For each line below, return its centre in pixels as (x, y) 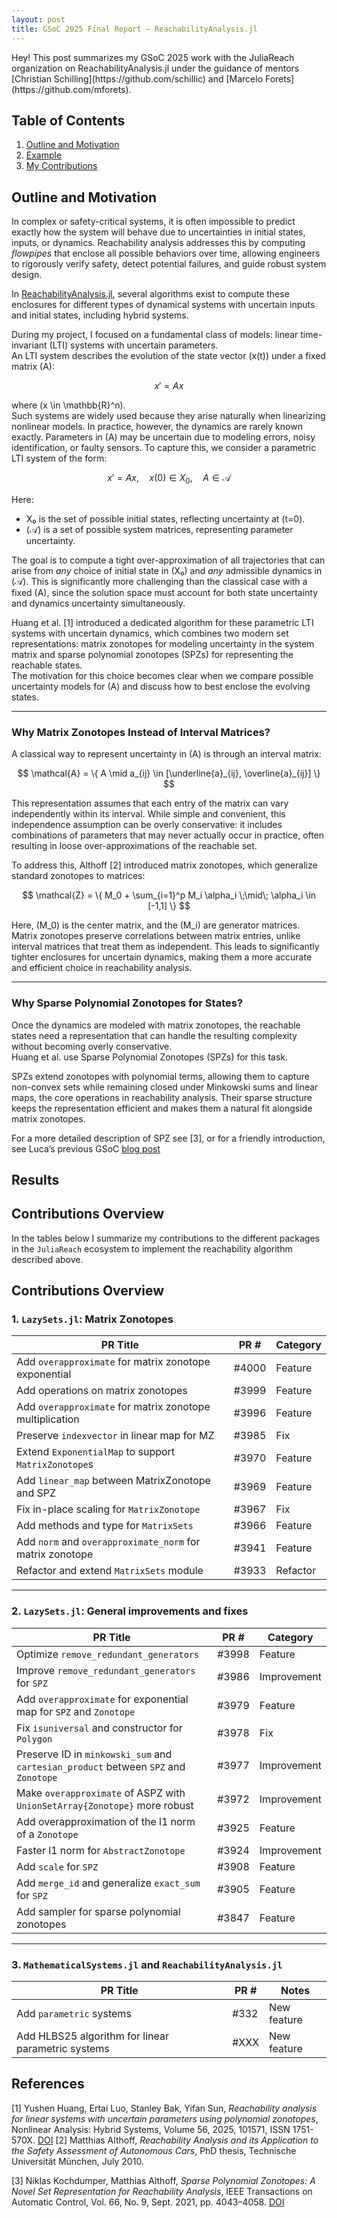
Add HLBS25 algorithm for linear (93, 2036)
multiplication (48, 1419)
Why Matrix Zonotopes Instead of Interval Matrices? (141, 732)
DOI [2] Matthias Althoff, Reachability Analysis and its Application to (178, 2140)
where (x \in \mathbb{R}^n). (68, 405)
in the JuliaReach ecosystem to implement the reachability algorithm (152, 1248)
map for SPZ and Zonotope (76, 1711)
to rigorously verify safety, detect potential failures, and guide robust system (169, 264)
